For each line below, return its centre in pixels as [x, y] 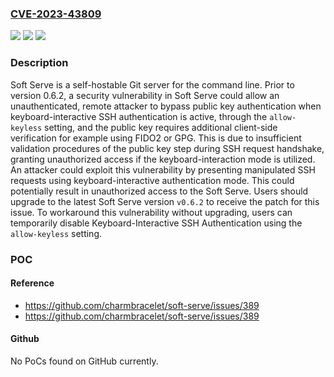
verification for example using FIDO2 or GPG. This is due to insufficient [156, 138]
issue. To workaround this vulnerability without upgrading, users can [151, 212]
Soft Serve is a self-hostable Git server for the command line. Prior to [152, 84]
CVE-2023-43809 [56, 14]
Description [39, 63]
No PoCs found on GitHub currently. [84, 361]
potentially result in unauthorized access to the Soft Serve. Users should [159, 191]
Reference [32, 283]
